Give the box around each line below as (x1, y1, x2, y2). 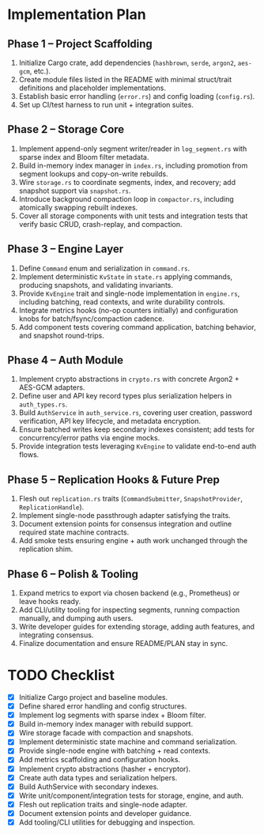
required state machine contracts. (18, 527, 130, 537)
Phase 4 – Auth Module (7, 353, 124, 367)
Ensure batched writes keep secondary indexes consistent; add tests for (18, 425, 255, 434)
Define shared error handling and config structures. (18, 701, 187, 711)
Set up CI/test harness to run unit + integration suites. (18, 100, 194, 109)
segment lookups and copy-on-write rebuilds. (18, 168, 169, 179)
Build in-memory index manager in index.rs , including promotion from (18, 161, 248, 170)
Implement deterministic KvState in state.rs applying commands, (18, 271, 233, 281)
